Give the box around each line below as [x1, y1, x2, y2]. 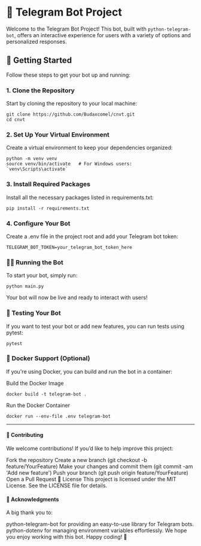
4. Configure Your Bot [6, 219, 71, 227]
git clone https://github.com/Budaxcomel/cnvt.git [6, 111, 135, 117]
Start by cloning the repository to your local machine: [6, 100, 138, 107]
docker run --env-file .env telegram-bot [6, 413, 111, 419]
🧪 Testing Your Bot [6, 309, 61, 317]
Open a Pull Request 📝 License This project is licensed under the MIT [6, 476, 176, 483]
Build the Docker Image [6, 379, 64, 387]
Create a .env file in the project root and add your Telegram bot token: [6, 233, 178, 240]
